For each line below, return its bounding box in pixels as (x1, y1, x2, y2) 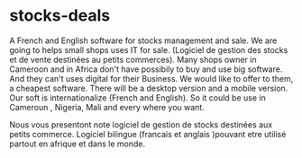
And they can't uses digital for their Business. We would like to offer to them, (9, 73, 294, 83)
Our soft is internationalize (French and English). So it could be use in (9, 92, 266, 103)
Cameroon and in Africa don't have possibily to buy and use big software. (9, 64, 283, 75)
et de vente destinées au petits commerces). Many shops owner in (9, 54, 257, 65)
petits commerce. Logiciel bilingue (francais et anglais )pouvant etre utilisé (9, 128, 287, 139)
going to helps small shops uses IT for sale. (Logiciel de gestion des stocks (9, 44, 288, 55)
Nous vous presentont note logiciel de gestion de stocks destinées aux (9, 118, 273, 130)
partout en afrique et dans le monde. (9, 138, 146, 149)
